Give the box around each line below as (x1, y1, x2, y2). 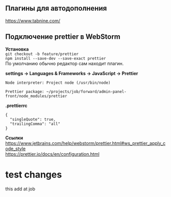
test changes (5, 168, 62, 180)
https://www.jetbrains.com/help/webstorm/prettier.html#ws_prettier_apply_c (5, 140, 166, 146)
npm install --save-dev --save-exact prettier (5, 56, 106, 61)
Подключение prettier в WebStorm (5, 33, 121, 41)
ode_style (5, 145, 26, 152)
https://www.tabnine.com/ (5, 17, 60, 23)
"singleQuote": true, (10, 117, 56, 122)
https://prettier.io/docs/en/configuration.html (5, 151, 100, 157)
